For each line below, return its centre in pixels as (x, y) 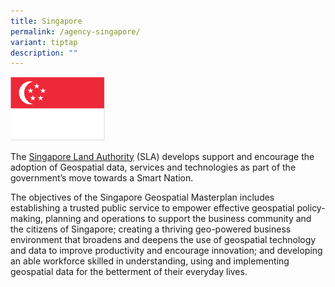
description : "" (44, 53)
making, (27, 218)
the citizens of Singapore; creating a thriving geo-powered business (151, 229)
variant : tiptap (44, 42)
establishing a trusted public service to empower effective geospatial (152, 207)
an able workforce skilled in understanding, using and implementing (150, 261)
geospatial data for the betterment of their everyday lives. (129, 271)
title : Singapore (46, 21)
